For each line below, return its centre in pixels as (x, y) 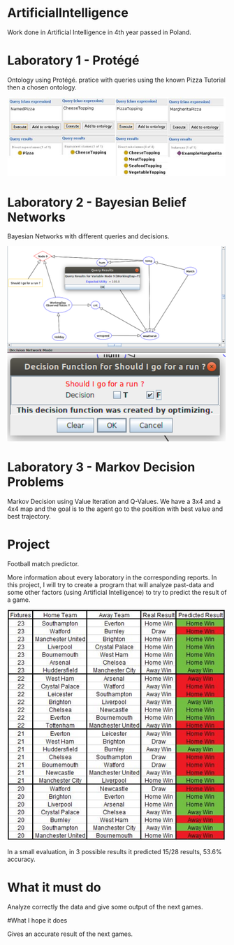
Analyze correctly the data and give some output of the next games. (105, 907)
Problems (36, 482)
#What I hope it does (37, 920)
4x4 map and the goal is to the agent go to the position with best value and (115, 509)
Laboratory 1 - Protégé (73, 60)
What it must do (54, 887)
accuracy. (22, 859)
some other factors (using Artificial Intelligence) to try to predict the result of (117, 592)
